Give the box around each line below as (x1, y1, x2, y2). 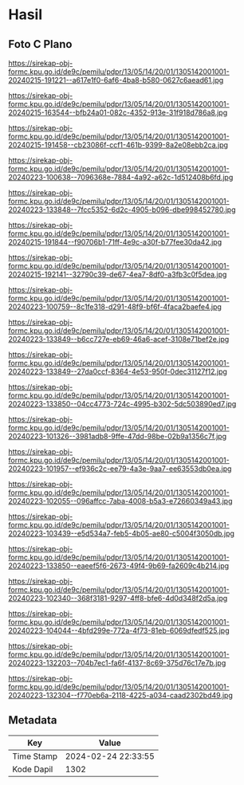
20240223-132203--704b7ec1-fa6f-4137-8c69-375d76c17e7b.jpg (8, 658, 226, 667)
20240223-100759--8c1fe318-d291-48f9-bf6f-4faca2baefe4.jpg (8, 302, 222, 312)
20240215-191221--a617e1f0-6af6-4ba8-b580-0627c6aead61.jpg (8, 76, 224, 84)
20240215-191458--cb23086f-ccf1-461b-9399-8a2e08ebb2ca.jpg (8, 140, 229, 149)
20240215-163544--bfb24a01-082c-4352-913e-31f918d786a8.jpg (8, 108, 228, 117)
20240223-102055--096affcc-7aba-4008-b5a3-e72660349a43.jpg (8, 497, 233, 505)
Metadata (8, 713, 57, 727)
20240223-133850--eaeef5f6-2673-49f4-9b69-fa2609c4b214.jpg (8, 561, 230, 571)
